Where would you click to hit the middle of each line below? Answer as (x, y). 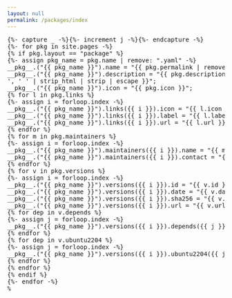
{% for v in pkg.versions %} (56, 171)
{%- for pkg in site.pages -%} (60, 46)
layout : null (26, 13)
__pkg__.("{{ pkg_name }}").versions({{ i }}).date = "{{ (107, 192)
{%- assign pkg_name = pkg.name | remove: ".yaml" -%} (102, 60)
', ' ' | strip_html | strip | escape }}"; (82, 81)
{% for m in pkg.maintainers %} (62, 136)
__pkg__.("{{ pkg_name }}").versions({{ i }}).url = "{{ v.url (116, 205)
